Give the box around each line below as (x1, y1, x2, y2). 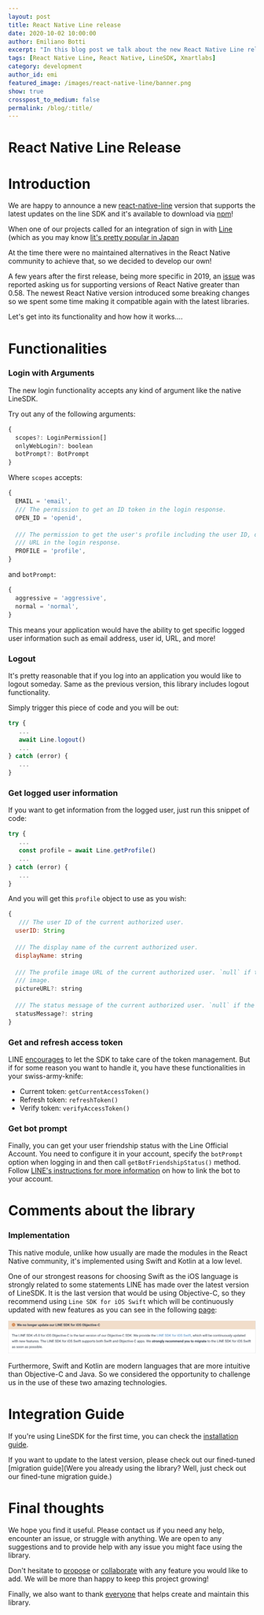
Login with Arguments (8, 368, 95, 379)
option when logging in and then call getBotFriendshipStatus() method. (8, 1158, 241, 1167)
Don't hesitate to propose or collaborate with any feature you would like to (8, 1566, 248, 1576)
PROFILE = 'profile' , (15, 547, 86, 555)
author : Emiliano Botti (8, 38, 86, 46)
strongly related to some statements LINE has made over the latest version (8, 1280, 250, 1289)
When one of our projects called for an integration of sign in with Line (8, 224, 233, 234)
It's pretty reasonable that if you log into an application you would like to (8, 671, 242, 680)
